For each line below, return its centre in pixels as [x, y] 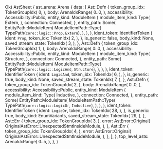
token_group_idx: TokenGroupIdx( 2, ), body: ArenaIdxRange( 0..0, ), [73, 84]
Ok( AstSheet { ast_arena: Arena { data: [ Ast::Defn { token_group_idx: [75, 7]
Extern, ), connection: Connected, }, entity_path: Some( [60, 22]
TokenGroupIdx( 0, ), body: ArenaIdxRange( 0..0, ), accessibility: [69, 12]
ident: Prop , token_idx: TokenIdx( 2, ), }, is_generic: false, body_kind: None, [80, 38]
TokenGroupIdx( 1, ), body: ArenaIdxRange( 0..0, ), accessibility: [69, 48]
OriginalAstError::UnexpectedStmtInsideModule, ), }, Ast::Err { [67, 126]
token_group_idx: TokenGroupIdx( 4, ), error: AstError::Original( [68, 131]
